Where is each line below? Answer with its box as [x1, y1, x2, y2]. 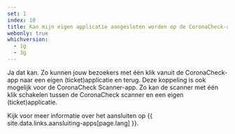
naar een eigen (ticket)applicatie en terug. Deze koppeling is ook [20, 75, 206, 84]
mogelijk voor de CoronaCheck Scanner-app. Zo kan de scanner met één [7, 83, 219, 91]
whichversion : [7, 36, 49, 43]
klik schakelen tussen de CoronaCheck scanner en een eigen [7, 90, 184, 98]
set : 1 [7, 10, 27, 17]
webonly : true [7, 29, 49, 37]
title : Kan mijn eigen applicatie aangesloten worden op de [7, 23, 187, 30]
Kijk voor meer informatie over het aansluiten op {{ [7, 111, 153, 119]
